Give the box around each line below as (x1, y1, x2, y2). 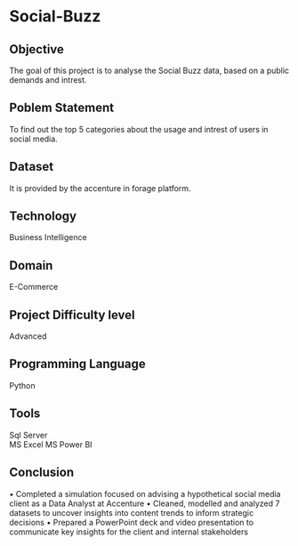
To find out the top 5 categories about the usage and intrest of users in (9, 124, 269, 134)
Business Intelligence (9, 232, 87, 243)
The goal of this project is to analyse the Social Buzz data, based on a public (9, 65, 290, 76)
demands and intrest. (9, 75, 87, 85)
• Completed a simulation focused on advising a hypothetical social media (9, 488, 281, 499)
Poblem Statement (9, 100, 115, 116)
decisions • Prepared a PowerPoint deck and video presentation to (9, 517, 254, 527)
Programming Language (9, 357, 147, 372)
